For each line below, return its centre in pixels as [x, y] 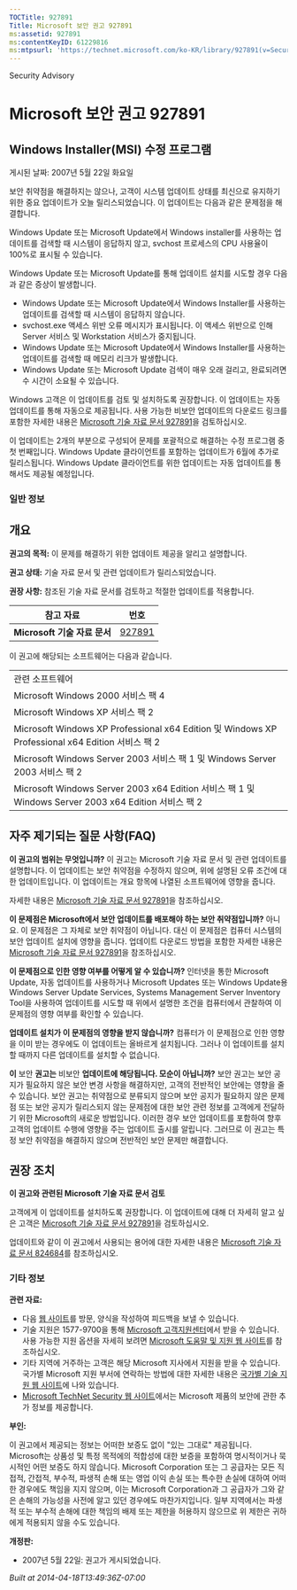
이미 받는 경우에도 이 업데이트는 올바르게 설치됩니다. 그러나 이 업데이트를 [143, 1043]
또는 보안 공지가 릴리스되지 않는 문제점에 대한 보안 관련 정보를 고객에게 [140, 1107]
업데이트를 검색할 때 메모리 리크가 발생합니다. [100, 359]
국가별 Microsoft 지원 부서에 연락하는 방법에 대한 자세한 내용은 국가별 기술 [150, 1374]
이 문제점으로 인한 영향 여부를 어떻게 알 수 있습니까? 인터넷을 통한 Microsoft [139, 970]
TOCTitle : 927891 [41, 17]
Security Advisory [42, 75]
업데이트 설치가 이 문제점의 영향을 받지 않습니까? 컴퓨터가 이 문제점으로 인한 [139, 1033]
